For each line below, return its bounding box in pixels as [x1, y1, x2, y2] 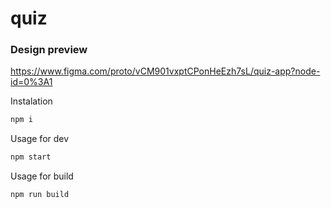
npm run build [10, 190, 70, 200]
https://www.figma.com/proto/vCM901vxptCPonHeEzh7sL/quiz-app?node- [10, 65, 321, 77]
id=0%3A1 [10, 76, 53, 88]
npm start [10, 152, 52, 162]
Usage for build [10, 170, 74, 182]
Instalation [10, 95, 53, 107]
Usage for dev [10, 133, 70, 145]
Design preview [10, 43, 88, 57]
